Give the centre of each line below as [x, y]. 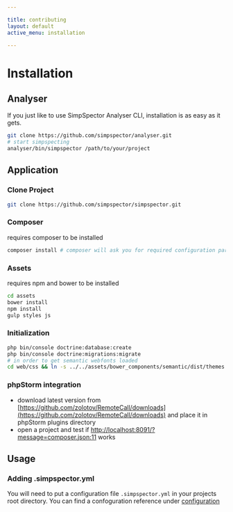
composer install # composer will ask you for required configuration [111, 250]
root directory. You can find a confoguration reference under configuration [113, 501]
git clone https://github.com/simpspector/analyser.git [89, 136]
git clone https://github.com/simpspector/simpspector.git [94, 205]
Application [33, 170]
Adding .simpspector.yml [51, 479]
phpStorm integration [44, 385]
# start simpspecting [38, 142]
